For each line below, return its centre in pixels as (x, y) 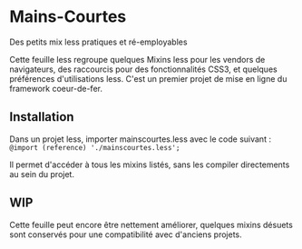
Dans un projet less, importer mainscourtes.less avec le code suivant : (141, 139)
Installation (42, 117)
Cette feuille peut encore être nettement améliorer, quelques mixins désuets (151, 224)
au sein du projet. (42, 174)
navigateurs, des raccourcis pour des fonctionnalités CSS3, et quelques (144, 69)
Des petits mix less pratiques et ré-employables (98, 42)
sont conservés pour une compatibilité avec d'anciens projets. (126, 234)
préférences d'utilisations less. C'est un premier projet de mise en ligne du (148, 78)
